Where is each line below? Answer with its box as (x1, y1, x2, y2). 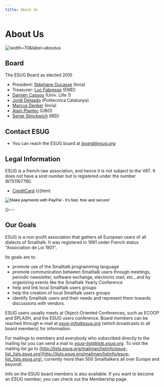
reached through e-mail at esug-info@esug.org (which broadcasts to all (5, 320, 151, 326)
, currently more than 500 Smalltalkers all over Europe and (41, 356, 160, 362)
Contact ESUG (5, 127, 50, 136)
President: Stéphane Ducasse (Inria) (12, 82, 86, 88)
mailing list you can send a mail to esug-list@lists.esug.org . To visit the (5, 340, 148, 346)
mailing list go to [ (5, 346, 41, 352)
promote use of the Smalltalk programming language (12, 263, 119, 269)
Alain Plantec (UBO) (12, 108, 53, 114)
